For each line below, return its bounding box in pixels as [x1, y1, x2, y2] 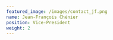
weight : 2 [6, 25, 31, 31]
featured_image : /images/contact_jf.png [6, 8, 108, 15]
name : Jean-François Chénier [6, 14, 79, 20]
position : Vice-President [6, 19, 70, 25]
